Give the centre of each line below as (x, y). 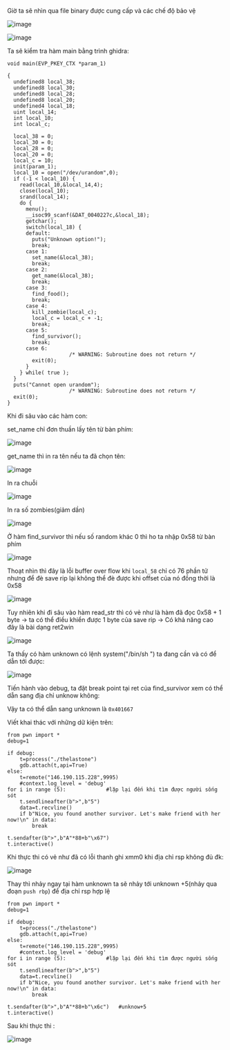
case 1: (37, 251)
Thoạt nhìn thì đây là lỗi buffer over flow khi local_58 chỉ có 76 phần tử (108, 571)
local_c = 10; (33, 161)
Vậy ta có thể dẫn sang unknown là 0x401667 (70, 709)
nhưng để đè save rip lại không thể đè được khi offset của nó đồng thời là (111, 578)
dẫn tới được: (26, 661)
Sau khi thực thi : (31, 1026)
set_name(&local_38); (63, 258)
